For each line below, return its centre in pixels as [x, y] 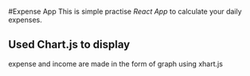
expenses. [25, 20]
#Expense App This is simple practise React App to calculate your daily [125, 11]
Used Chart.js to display [69, 45]
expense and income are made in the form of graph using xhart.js [115, 63]
